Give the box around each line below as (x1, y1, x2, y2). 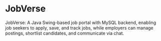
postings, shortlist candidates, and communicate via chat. (5, 30, 124, 36)
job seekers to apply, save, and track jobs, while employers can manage (5, 24, 153, 30)
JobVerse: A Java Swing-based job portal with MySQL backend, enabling (5, 19, 156, 25)
